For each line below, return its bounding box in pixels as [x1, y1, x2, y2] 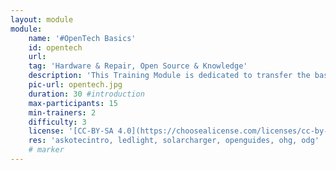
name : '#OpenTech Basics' [28, 33, 137, 43]
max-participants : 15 [28, 98, 118, 108]
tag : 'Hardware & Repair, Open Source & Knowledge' [28, 61, 248, 71]
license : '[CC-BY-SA [28, 126, 114, 136]
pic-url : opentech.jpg [28, 80, 123, 90]
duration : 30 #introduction [28, 89, 145, 99]
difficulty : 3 [28, 117, 87, 127]
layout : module [10, 14, 74, 25]
